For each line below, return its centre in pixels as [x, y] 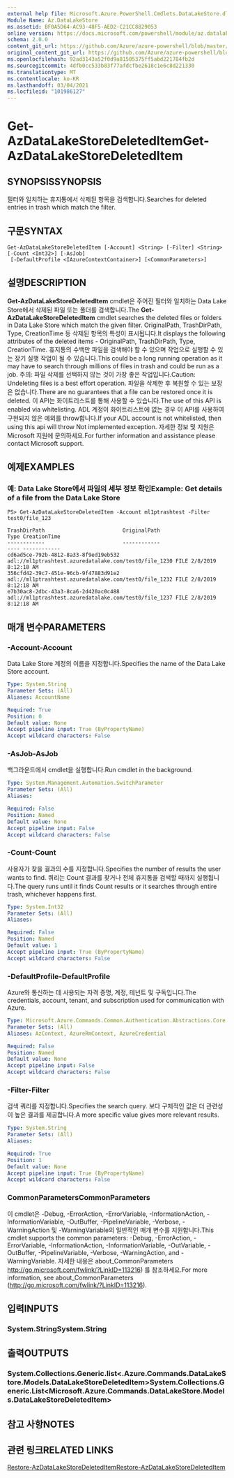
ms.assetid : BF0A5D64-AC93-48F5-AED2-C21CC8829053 [82, 27]
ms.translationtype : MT [42, 72]
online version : [31, 33]
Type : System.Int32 [36, 907]
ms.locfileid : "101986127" [46, 92]
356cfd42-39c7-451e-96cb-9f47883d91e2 [63, 574]
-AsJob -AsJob [33, 754]
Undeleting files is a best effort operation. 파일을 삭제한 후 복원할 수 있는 [109, 383]
